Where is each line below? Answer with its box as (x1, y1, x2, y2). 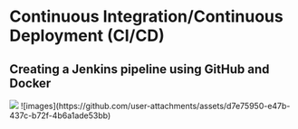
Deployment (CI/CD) (9, 25, 165, 46)
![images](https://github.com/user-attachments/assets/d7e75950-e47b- (20, 101, 291, 111)
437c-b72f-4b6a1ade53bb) (9, 110, 111, 121)
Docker (9, 75, 52, 91)
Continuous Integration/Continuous (9, 6, 284, 27)
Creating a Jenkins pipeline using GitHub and (9, 61, 270, 77)
